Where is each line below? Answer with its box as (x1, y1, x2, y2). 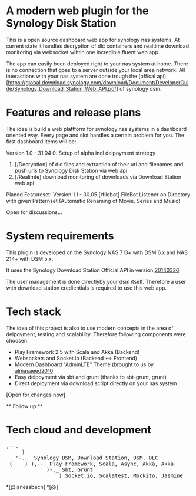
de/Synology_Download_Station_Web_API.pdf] (6, 85, 119, 92)
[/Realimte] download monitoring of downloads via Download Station (14, 173, 182, 180)
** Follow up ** (6, 402, 43, 409)
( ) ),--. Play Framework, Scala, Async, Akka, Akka (9, 460, 174, 467)
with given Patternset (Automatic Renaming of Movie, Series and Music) (6, 197, 181, 204)
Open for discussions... (6, 208, 62, 216)
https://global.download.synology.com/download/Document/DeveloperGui (8, 78, 189, 86)
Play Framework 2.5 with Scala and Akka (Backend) (14, 348, 140, 355)
